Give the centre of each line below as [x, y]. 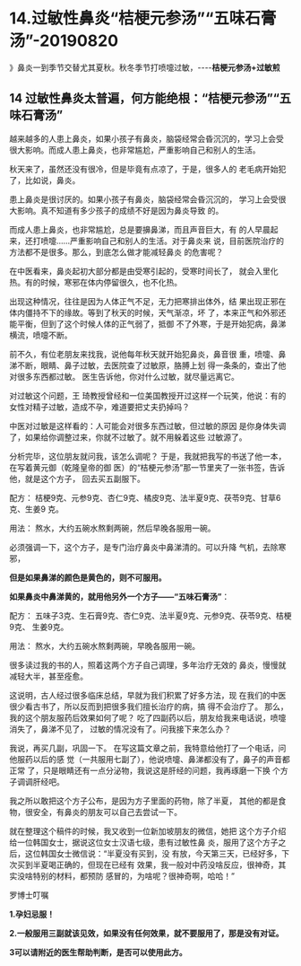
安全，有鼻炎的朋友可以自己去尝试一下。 [107, 812]
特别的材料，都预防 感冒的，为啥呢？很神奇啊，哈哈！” [134, 875]
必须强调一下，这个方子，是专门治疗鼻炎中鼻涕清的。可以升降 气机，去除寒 [148, 547]
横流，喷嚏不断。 [41, 335]
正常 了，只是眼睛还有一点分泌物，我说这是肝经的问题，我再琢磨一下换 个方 [149, 770]
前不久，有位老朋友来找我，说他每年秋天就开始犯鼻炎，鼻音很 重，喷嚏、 [144, 354]
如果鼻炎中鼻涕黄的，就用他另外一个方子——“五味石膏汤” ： [120, 596]
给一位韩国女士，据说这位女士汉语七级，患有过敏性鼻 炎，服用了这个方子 [144, 842]
